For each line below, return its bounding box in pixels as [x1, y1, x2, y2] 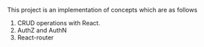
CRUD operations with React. [17, 19, 100, 27]
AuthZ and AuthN [17, 27, 67, 34]
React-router [17, 33, 54, 42]
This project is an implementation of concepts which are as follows [7, 6, 198, 14]
